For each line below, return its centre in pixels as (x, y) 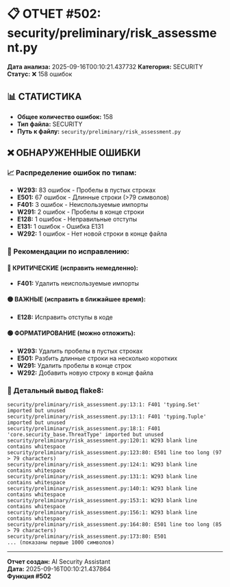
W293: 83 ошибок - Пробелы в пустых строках (86, 190)
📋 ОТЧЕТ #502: (54, 14)
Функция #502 (29, 576)
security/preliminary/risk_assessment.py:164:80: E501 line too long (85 (115, 525)
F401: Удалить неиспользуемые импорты (78, 283)
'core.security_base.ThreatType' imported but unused (86, 435)
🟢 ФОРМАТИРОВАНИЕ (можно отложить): (71, 333)
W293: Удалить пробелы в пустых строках (80, 351)
